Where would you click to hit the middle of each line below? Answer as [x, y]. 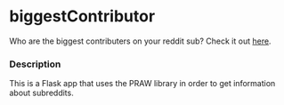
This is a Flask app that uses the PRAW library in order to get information [142, 84]
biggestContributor [82, 16]
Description [35, 64]
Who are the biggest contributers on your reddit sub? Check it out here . [140, 41]
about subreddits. [41, 93]
